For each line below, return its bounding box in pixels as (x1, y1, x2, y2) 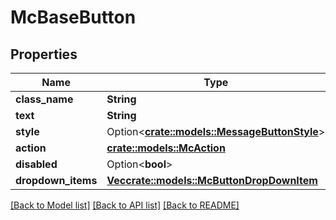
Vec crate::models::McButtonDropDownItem (106, 174, 318, 187)
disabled (15, 157, 58, 171)
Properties (10, 46, 78, 63)
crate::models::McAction (106, 141, 226, 155)
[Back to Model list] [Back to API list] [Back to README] (10, 199, 240, 211)
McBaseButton (10, 6, 137, 29)
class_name (15, 92, 74, 106)
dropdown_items (15, 174, 98, 187)
